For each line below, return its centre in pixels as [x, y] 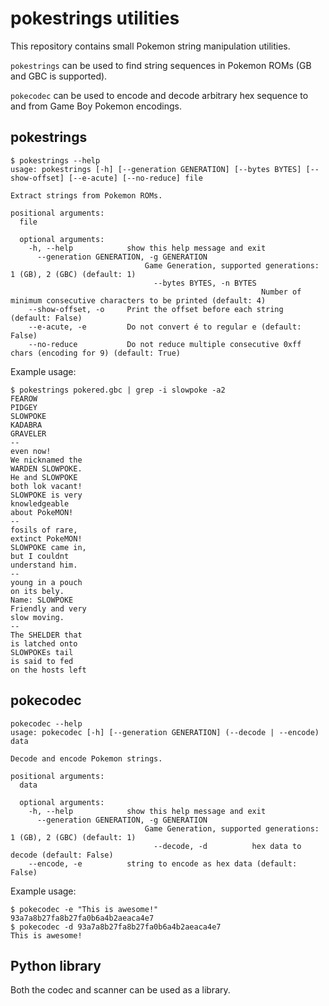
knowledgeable [40, 503]
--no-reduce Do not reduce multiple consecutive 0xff [165, 344]
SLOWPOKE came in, [48, 547]
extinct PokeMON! [46, 538]
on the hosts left [48, 670]
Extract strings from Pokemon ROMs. [86, 195]
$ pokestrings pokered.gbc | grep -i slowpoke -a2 [118, 390]
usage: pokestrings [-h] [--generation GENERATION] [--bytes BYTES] [156, 169]
